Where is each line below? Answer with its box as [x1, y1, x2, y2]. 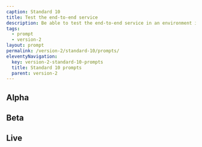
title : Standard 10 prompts [11, 64, 82, 71]
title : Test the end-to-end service [6, 14, 98, 20]
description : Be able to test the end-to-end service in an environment [6, 20, 192, 26]
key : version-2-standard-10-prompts [11, 59, 103, 65]
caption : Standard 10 [6, 8, 61, 15]
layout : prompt [6, 43, 44, 49]
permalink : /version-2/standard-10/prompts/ [6, 48, 120, 54]
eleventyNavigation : [6, 53, 58, 59]
